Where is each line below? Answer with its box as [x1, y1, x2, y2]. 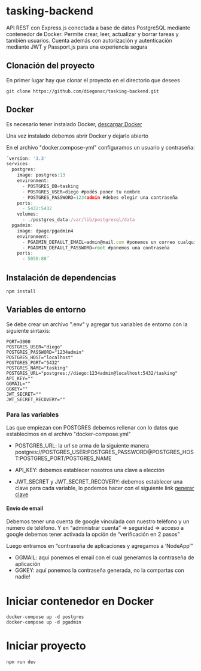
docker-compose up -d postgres [6, 614, 84, 620]
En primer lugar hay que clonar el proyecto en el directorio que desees [6, 76, 181, 83]
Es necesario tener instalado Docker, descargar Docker [6, 120, 142, 127]
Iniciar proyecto [6, 639, 86, 653]
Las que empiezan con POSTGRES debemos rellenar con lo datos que [6, 424, 178, 431]
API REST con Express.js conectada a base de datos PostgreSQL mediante [6, 24, 190, 31]
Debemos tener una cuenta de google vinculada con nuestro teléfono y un [6, 518, 190, 525]
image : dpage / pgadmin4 [17, 228, 74, 234]
